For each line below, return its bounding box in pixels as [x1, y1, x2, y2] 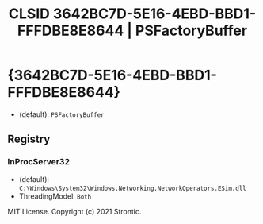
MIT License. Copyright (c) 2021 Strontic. [7, 207, 142, 216]
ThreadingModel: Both [18, 191, 92, 201]
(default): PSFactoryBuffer [18, 109, 105, 119]
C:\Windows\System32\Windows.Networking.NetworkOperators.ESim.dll [18, 184, 246, 192]
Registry [7, 133, 51, 146]
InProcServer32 [7, 156, 71, 168]
